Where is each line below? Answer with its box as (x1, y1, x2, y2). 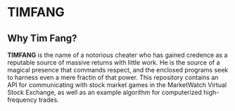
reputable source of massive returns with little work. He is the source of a (7, 58, 220, 67)
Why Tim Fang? (7, 32, 77, 44)
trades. (38, 96, 60, 104)
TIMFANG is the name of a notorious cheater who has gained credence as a (7, 51, 228, 59)
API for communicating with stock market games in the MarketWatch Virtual (7, 81, 227, 89)
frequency (7, 96, 37, 104)
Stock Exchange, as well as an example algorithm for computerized (7, 89, 203, 96)
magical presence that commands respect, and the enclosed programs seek (7, 66, 229, 74)
